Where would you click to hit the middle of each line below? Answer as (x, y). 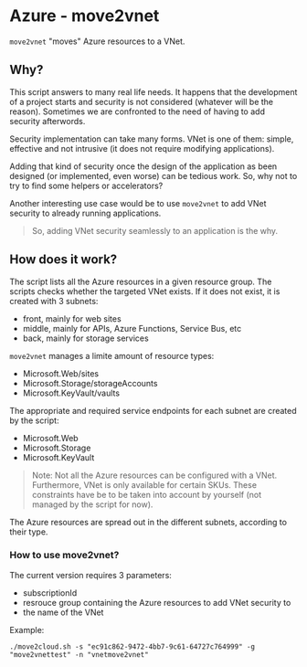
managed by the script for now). (92, 504)
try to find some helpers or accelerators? (86, 185)
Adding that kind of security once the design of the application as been (143, 166)
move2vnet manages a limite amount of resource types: (112, 355)
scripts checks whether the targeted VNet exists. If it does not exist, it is (145, 291)
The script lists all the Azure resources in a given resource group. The (141, 281)
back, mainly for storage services (85, 338)
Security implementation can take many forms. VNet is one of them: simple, (152, 139)
